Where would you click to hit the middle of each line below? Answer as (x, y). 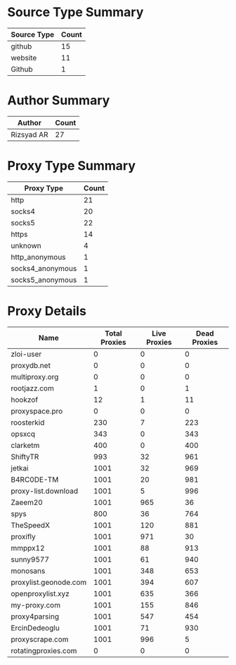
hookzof (25, 400)
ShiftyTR (25, 456)
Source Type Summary (76, 12)
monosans (28, 571)
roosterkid (28, 422)
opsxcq (23, 434)
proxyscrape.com (40, 639)
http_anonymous (38, 257)
